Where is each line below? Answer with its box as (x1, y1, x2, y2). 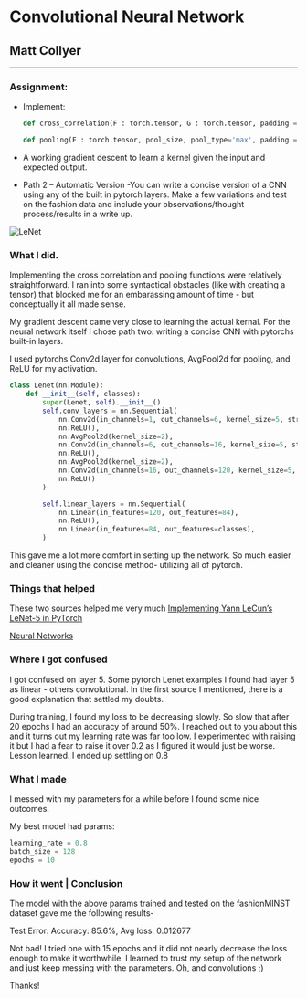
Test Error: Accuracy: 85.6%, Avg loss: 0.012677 (9, 925, 192, 936)
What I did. (9, 248, 59, 261)
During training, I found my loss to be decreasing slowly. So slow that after (9, 710, 290, 722)
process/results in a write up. (22, 208, 133, 220)
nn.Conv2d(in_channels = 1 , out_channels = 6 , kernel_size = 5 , (58, 415, 284, 424)
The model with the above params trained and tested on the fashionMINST (9, 898, 291, 909)
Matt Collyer (9, 43, 82, 58)
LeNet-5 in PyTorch (9, 613, 83, 624)
